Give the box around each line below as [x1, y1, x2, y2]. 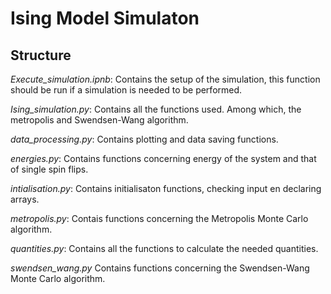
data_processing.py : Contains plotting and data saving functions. [10, 133, 279, 145]
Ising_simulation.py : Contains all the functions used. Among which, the [10, 103, 302, 115]
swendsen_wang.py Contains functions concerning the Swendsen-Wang [10, 262, 310, 274]
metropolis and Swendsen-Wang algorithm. [10, 114, 189, 126]
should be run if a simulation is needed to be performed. [10, 84, 243, 96]
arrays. [10, 193, 40, 205]
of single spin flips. [10, 163, 89, 175]
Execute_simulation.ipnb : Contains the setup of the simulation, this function [10, 73, 321, 85]
